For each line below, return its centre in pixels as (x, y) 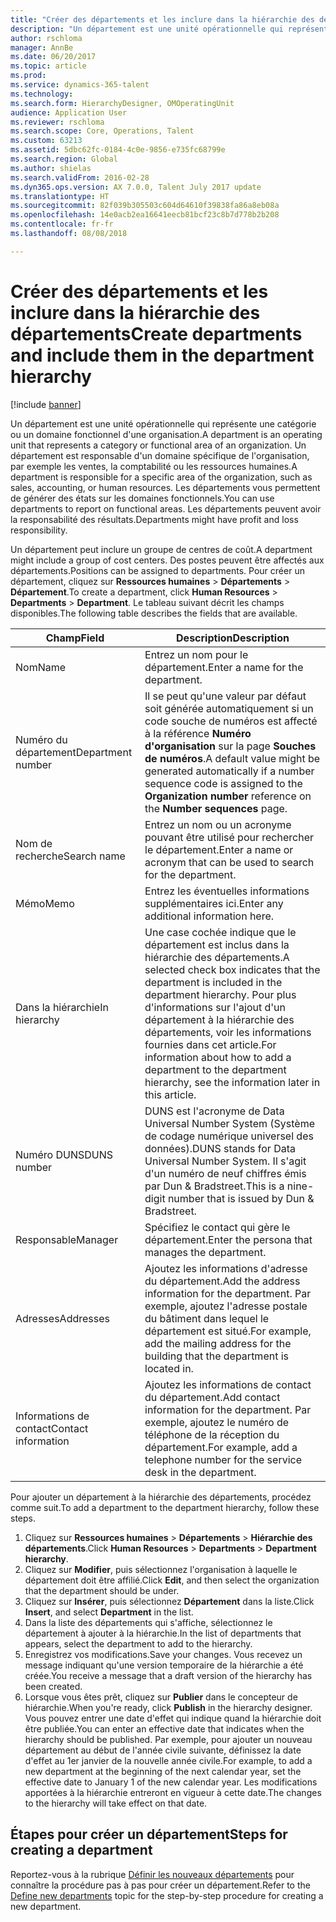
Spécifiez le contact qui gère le (217, 1227)
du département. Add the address (222, 1281)
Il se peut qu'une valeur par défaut (225, 696)
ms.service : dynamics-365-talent (80, 85)
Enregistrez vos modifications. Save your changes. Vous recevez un (163, 1654)
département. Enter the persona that (228, 1239)
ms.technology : (42, 94)
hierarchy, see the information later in (232, 1082)
